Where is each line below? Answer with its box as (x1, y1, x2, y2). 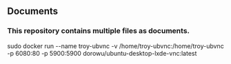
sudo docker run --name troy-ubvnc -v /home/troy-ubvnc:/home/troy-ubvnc (7, 41, 224, 50)
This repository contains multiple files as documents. (7, 26, 190, 36)
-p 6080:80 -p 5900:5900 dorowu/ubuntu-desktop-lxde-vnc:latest (7, 49, 197, 57)
